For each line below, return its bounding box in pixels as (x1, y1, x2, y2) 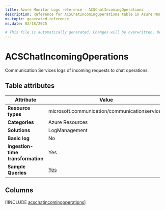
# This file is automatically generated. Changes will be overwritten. (5, 30, 155, 35)
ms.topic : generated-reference (5, 16, 69, 21)
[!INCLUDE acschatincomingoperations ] (5, 199, 86, 205)
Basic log (7, 135, 30, 141)
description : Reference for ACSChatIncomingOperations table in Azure (5, 12, 153, 17)
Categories (7, 119, 34, 126)
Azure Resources (48, 119, 88, 126)
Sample (7, 163, 26, 170)
